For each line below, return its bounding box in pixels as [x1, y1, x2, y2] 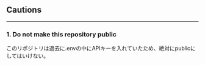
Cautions [6, 5, 41, 15]
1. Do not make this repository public [6, 30, 117, 38]
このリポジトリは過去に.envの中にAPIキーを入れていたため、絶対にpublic [6, 45, 191, 52]
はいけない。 [16, 52, 49, 60]
